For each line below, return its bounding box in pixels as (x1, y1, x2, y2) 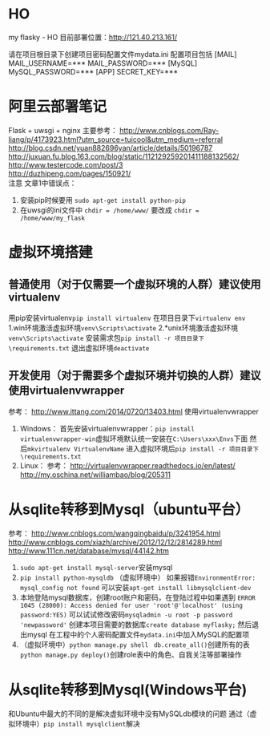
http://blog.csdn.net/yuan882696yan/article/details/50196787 (8, 143, 213, 152)
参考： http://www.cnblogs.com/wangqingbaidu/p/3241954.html (8, 528, 221, 538)
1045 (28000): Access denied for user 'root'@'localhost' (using (19, 601, 243, 609)
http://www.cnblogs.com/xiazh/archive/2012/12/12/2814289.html (8, 537, 223, 547)
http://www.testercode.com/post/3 (8, 160, 123, 169)
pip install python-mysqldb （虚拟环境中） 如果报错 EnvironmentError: (19, 572, 256, 582)
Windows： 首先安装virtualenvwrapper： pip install (19, 423, 195, 433)
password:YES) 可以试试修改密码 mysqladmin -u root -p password (19, 609, 233, 619)
